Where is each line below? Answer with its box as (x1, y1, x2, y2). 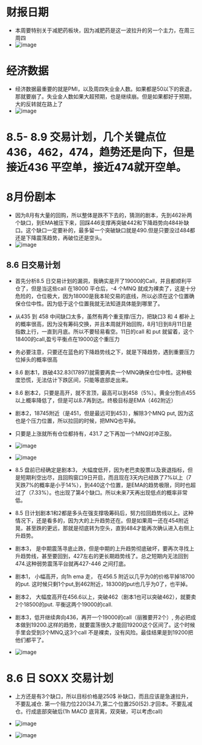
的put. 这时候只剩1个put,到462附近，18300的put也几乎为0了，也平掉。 (14, 580, 191, 587)
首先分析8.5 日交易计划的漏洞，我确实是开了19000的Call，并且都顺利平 (14, 277, 192, 284)
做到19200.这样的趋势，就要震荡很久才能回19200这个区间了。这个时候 (20, 621, 195, 628)
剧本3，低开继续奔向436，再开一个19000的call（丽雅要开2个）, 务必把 (14, 613, 191, 620)
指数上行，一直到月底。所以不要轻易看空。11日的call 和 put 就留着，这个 (14, 328, 194, 335)
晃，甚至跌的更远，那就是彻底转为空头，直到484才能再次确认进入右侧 (14, 524, 189, 532)
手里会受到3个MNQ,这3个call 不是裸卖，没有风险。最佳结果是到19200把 (14, 628, 194, 636)
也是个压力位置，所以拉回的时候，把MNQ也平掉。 (14, 417, 139, 424)
